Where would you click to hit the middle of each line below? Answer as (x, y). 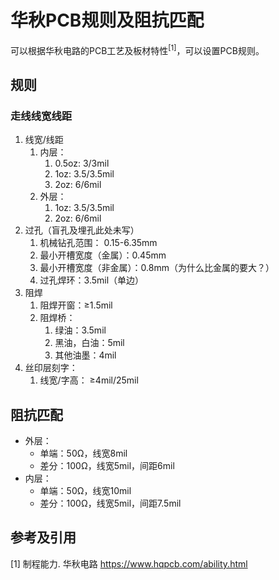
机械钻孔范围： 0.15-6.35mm (98, 243)
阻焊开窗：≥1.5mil (76, 305)
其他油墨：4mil (85, 355)
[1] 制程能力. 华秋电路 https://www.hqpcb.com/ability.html (129, 563)
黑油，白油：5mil (89, 343)
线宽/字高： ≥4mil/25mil (89, 380)
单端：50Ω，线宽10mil (85, 491)
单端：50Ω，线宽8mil (83, 453)
